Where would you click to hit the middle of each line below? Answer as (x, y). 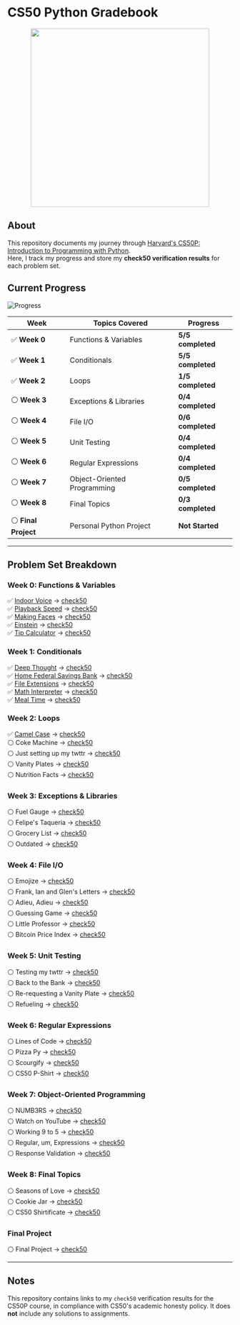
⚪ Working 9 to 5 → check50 (51, 1132)
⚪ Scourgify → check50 (44, 1063)
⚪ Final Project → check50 (47, 1249)
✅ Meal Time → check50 (44, 699)
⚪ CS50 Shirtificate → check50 (54, 1212)
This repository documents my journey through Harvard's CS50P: (104, 243)
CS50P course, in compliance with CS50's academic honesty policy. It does (119, 1306)
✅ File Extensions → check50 (51, 684)
